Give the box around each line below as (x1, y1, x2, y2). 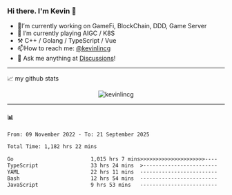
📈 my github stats (7, 74, 59, 83)
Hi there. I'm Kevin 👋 (7, 6, 77, 16)
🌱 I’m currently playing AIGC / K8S (17, 29, 115, 37)
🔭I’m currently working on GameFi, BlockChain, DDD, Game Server (17, 22, 207, 30)
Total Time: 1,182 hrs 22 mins (7, 143, 97, 150)
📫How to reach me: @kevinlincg (17, 44, 111, 52)
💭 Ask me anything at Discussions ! (17, 54, 116, 63)
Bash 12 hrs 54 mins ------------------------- (7, 175, 217, 182)
